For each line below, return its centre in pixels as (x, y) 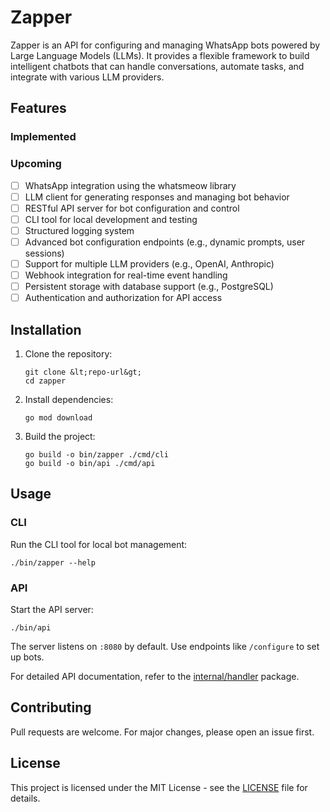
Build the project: (60, 436)
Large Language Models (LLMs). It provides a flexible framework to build (160, 55)
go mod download (58, 417)
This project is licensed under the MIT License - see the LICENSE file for (159, 787)
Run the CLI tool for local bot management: (99, 544)
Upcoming (36, 164)
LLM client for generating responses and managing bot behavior (157, 197)
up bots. (27, 657)
